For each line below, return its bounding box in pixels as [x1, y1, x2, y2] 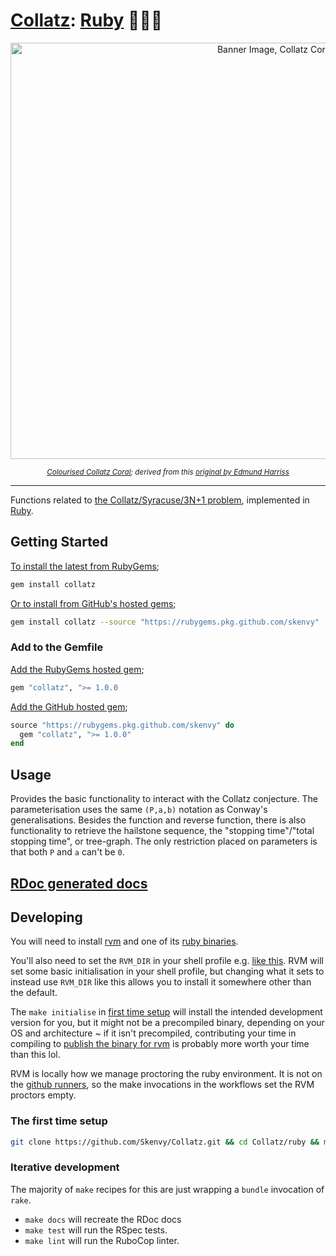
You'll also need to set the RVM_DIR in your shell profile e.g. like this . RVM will [10, 955, 324, 967]
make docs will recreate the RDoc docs [24, 1213, 182, 1225]
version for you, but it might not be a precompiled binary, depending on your [10, 1017, 325, 1029]
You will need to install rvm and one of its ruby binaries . [10, 935, 239, 948]
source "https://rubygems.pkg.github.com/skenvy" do [10, 720, 235, 730]
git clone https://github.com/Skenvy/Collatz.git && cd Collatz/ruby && [10, 1137, 320, 1147]
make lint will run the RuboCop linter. [24, 1234, 180, 1246]
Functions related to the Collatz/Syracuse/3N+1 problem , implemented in [10, 494, 310, 506]
